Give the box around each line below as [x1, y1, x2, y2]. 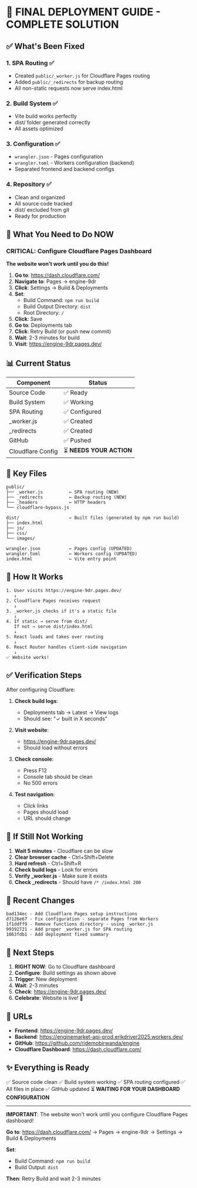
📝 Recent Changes [6, 895, 75, 905]
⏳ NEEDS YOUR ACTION [63, 446, 133, 454]
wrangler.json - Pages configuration [14, 153, 103, 160]
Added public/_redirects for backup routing [14, 78, 123, 85]
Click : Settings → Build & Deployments [14, 285, 108, 292]
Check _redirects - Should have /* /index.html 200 [14, 878, 141, 885]
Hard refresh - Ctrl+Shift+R [14, 859, 81, 866]
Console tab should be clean [23, 773, 93, 780]
